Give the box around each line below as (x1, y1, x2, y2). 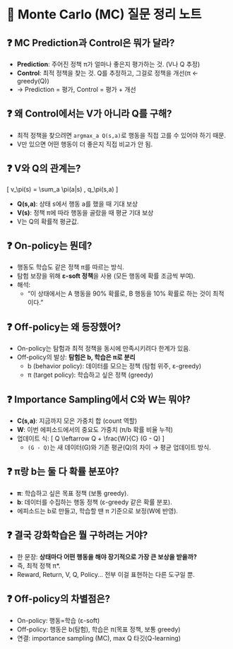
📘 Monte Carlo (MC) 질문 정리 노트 (6, 6, 202, 23)
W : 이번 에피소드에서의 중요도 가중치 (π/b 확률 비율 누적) (16, 426, 174, 434)
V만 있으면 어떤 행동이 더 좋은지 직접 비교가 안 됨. (16, 139, 153, 148)
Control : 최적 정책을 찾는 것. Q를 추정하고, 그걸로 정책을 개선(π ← (16, 69, 198, 77)
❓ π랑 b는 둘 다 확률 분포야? (6, 466, 119, 478)
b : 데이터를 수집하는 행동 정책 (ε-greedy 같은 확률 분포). (16, 498, 172, 506)
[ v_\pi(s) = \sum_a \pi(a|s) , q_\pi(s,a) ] (6, 185, 119, 193)
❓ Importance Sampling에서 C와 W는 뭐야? (6, 393, 191, 405)
